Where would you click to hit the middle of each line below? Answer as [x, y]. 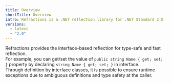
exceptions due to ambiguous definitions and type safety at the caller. [79, 75]
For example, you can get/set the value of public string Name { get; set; [84, 59]
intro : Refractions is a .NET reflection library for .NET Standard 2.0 [84, 19]
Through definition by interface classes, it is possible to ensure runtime [80, 70]
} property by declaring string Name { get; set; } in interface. [72, 64]
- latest [19, 29]
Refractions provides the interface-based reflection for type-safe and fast [83, 48]
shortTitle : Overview [28, 15]
